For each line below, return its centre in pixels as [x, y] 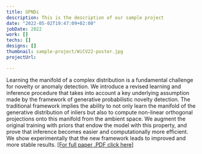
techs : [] [19, 40]
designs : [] [21, 46]
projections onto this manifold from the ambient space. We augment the [96, 119]
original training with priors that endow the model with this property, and [96, 125]
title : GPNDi [23, 12]
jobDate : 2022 [24, 29]
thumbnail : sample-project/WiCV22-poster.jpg [65, 52]
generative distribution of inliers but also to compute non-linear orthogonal [99, 112]
